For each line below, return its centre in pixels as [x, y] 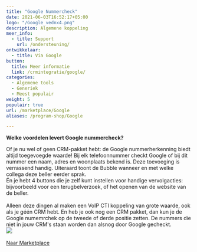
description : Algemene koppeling [47, 28]
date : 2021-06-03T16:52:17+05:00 [47, 17]
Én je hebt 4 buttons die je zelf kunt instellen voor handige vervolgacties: [95, 181]
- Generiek [25, 89]
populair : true [25, 105]
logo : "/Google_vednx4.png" [41, 22]
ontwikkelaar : [24, 50]
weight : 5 [18, 99]
